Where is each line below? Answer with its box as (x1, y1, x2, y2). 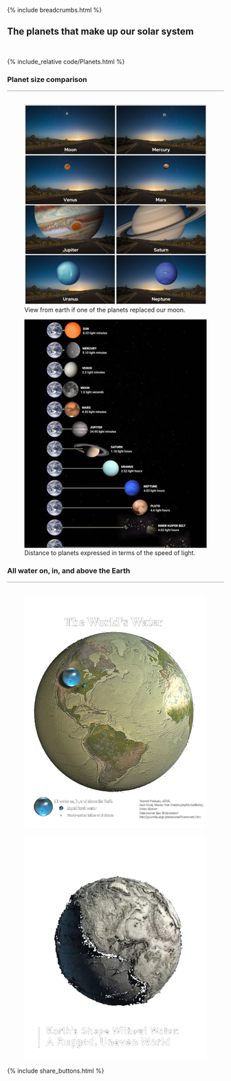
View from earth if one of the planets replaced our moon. (24, 305, 186, 314)
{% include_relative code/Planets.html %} (7, 57, 125, 65)
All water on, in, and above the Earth (7, 565, 131, 575)
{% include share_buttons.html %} (7, 1067, 104, 1075)
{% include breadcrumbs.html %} (7, 6, 102, 14)
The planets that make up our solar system (7, 26, 194, 37)
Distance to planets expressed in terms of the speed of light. (24, 548, 196, 557)
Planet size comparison (7, 74, 87, 84)
